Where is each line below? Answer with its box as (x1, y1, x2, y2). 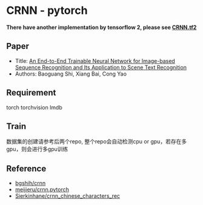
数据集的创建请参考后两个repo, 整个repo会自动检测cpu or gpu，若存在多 (6, 138, 187, 145)
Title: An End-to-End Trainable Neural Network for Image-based (15, 57, 176, 64)
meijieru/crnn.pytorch (15, 186, 70, 194)
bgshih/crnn (15, 180, 46, 187)
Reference (6, 163, 47, 174)
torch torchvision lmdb (6, 103, 62, 111)
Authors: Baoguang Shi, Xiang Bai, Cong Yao (15, 70, 127, 77)
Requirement (6, 88, 56, 98)
